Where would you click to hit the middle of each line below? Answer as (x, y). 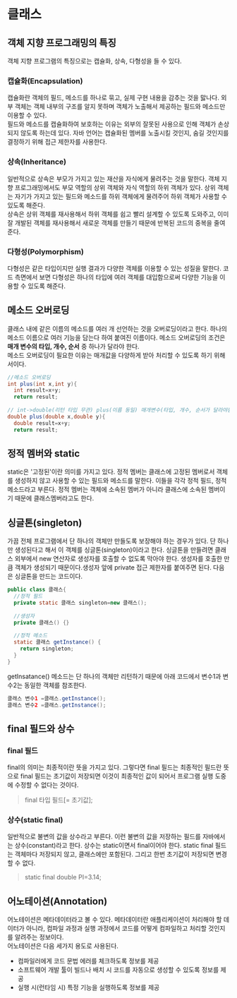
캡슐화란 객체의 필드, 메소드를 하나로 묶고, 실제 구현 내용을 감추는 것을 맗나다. (114, 98)
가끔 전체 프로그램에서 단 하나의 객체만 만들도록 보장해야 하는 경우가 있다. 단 (112, 541)
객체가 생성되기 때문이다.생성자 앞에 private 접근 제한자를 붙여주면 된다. (113, 567)
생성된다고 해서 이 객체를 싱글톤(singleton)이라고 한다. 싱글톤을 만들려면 (114, 550)
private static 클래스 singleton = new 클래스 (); (80, 603)
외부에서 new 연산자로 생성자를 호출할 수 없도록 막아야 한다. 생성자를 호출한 (119, 559)
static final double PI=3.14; (63, 877)
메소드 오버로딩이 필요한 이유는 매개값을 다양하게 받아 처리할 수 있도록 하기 (110, 355)
